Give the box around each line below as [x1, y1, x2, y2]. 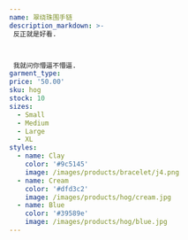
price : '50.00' [9, 77, 65, 87]
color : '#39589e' [25, 209, 89, 218]
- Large [17, 127, 46, 135]
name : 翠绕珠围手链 [9, 12, 73, 22]
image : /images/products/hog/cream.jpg [25, 192, 172, 202]
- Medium [17, 119, 49, 128]
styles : [9, 143, 38, 152]
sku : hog [9, 86, 41, 95]
